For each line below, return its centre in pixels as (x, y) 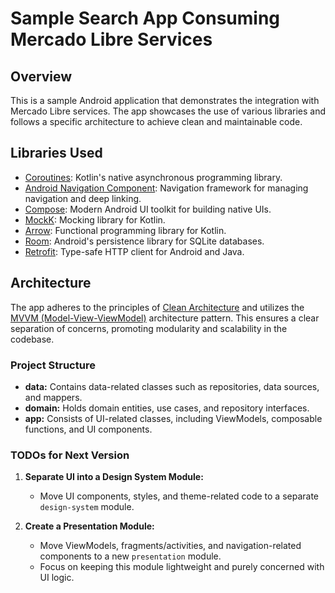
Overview (41, 76)
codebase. (32, 339)
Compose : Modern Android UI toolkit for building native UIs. (148, 209)
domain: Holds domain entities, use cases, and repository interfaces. (167, 408)
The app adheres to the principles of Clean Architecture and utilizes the (157, 307)
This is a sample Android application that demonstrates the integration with (165, 100)
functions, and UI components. (88, 429)
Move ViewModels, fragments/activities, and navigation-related (170, 546)
